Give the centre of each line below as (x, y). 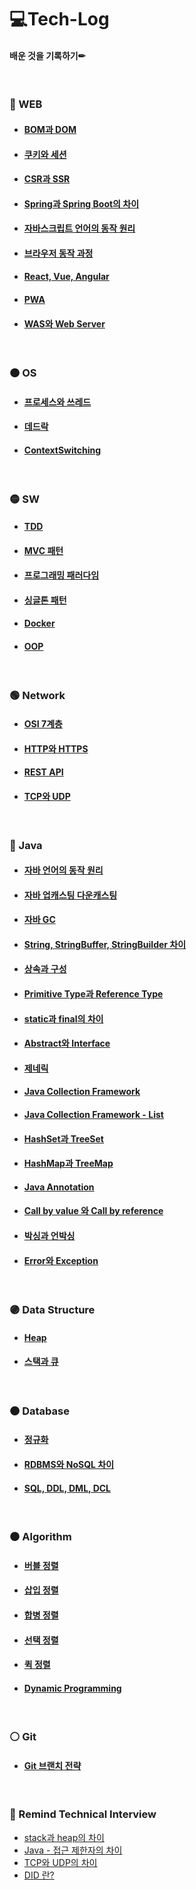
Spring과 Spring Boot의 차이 (81, 203)
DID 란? (39, 1875)
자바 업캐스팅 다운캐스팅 (70, 895)
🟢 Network (37, 695)
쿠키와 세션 (45, 154)
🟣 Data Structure (52, 1310)
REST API (43, 772)
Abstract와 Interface (67, 1043)
